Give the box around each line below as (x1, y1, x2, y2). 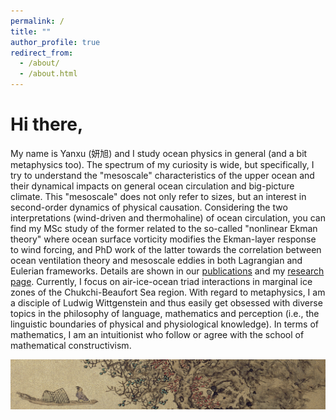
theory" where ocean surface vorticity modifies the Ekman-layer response (10, 233, 317, 245)
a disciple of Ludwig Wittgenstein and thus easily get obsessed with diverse (10, 296, 323, 309)
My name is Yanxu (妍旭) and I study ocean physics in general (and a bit (10, 147, 308, 159)
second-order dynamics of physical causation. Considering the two (10, 201, 288, 213)
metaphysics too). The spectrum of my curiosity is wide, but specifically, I (10, 158, 315, 170)
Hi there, (10, 113, 84, 136)
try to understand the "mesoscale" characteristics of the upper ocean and (10, 169, 315, 181)
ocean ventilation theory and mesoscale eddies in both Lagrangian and (10, 254, 303, 266)
